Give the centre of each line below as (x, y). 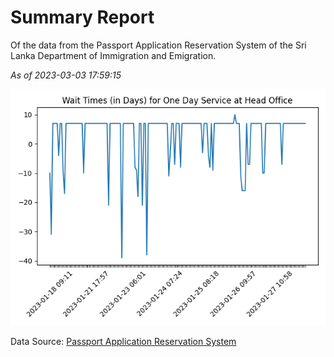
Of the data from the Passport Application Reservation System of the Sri (158, 45)
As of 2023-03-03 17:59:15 (66, 75)
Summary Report (82, 17)
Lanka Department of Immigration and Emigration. (113, 55)
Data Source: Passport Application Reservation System (123, 341)
